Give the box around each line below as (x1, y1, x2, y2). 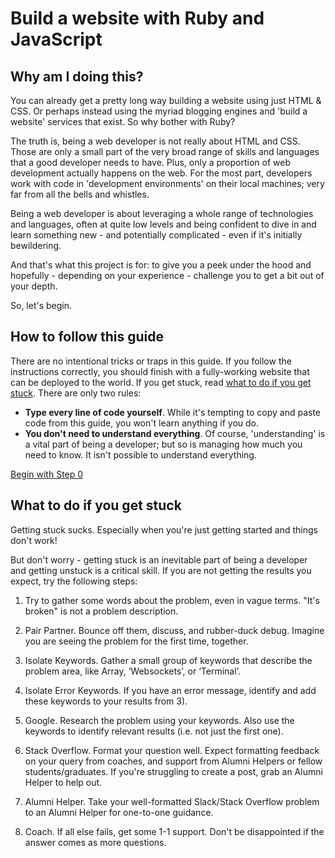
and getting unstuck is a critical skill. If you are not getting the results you (10, 564, 312, 576)
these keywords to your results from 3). (24, 695, 188, 707)
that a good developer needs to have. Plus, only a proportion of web (10, 157, 291, 168)
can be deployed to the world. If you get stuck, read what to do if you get (10, 376, 312, 388)
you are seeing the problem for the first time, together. (24, 635, 249, 647)
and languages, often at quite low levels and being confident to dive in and (10, 218, 317, 230)
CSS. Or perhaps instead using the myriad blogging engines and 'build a (10, 105, 308, 117)
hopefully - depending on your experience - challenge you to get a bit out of (10, 270, 325, 281)
